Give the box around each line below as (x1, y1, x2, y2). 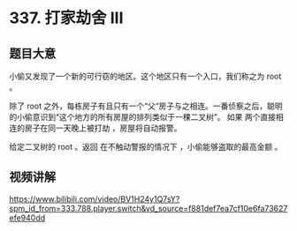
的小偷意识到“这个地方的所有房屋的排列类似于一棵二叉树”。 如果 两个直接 (9, 112, 277, 122)
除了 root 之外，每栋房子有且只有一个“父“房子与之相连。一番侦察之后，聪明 (9, 101, 283, 111)
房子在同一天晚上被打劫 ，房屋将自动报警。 (24, 123, 182, 133)
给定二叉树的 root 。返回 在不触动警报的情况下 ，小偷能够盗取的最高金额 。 (9, 142, 283, 152)
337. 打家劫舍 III (9, 8, 124, 28)
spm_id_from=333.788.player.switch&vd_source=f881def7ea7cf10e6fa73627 (9, 203, 288, 213)
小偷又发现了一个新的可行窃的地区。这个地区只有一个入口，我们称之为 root (9, 71, 282, 81)
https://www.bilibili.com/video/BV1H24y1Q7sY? (9, 193, 180, 204)
